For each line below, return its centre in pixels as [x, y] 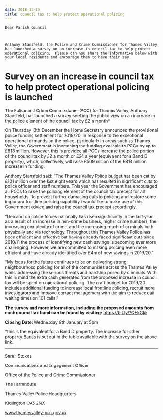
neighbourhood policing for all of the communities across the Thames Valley [81, 267]
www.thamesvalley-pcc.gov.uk [36, 413]
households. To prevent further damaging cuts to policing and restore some [81, 197]
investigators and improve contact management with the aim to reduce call [80, 293]
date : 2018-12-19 [23, 9]
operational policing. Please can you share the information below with [81, 53]
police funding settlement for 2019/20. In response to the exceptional [74, 136]
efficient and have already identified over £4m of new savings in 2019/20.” [79, 253]
